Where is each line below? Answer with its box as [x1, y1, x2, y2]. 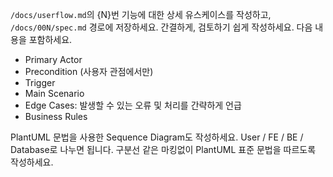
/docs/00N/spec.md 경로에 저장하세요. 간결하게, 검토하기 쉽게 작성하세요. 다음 [10, 21, 313, 33]
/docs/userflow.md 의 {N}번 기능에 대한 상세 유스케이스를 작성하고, [10, 9, 272, 20]
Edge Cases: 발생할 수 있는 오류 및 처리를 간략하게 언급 [24, 99, 242, 111]
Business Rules [24, 111, 88, 122]
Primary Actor [24, 54, 83, 65]
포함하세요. [28, 34, 73, 45]
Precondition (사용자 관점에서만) [24, 66, 154, 77]
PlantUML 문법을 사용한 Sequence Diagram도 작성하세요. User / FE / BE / [10, 131, 304, 143]
